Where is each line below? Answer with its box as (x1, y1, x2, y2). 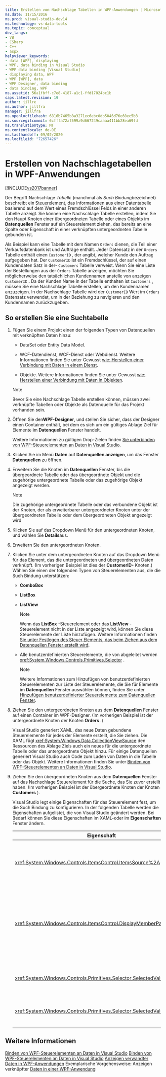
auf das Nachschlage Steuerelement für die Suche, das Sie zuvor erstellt (12, 779, 161, 785)
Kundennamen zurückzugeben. (5, 299, 69, 306)
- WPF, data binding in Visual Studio (5, 63, 85, 68)
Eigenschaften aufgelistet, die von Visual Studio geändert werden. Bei (12, 810, 155, 816)
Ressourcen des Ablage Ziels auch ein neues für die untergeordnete (12, 743, 151, 748)
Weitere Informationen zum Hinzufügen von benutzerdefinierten (19, 676, 150, 682)
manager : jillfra (5, 109, 41, 114)
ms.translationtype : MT (5, 123, 54, 128)
